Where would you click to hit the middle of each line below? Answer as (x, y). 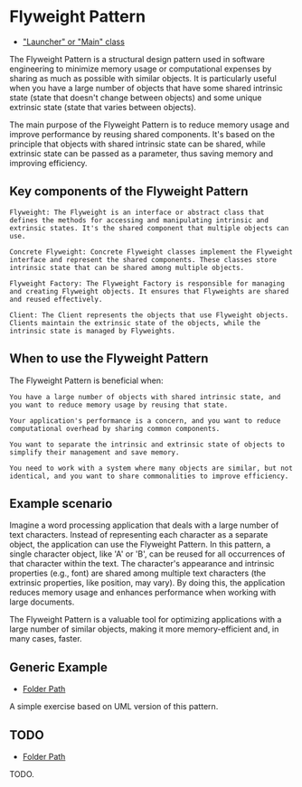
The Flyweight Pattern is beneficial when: (87, 380)
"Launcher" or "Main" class (73, 42)
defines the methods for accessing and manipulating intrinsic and (139, 220)
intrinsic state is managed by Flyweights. (93, 331)
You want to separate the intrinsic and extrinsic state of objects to (147, 445)
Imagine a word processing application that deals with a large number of (144, 525)
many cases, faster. (46, 639)
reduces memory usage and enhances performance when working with (143, 593)
